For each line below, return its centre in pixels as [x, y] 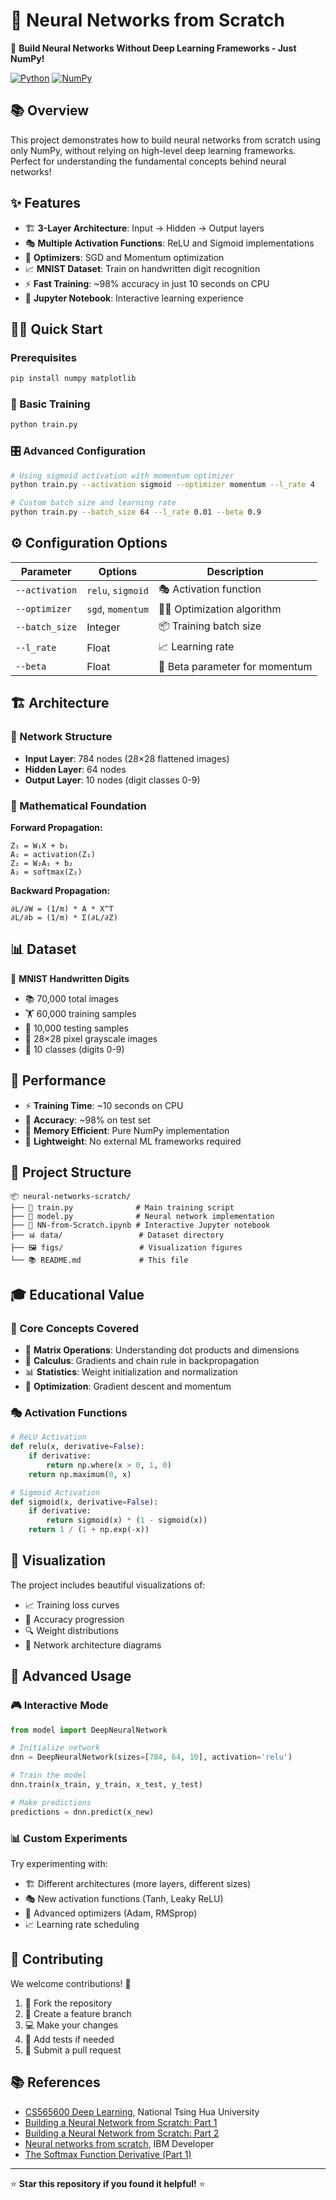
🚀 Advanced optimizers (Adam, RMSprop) [111, 1913]
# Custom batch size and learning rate [93, 503]
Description [235, 571]
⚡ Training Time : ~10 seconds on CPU [104, 1105]
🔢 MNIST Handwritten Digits [70, 978]
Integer [103, 627]
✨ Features [45, 203]
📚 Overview [50, 110]
